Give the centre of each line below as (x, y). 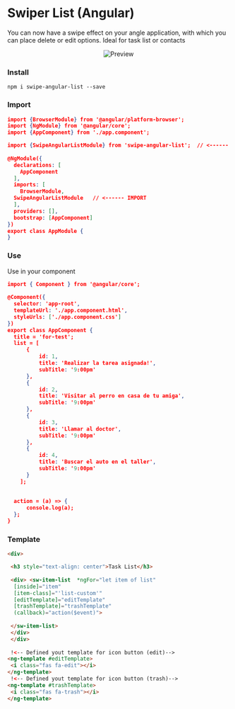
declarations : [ (37, 165)
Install (18, 72)
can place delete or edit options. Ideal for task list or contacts (96, 40)
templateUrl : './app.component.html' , (71, 311)
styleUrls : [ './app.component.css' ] (67, 317)
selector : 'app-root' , (47, 304)
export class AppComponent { (50, 330)
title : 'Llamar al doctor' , (80, 429)
